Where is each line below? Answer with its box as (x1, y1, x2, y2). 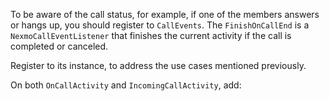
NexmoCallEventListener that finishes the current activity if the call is (10, 30, 292, 41)
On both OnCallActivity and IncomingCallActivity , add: (10, 79, 242, 91)
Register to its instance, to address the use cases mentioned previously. (10, 60, 307, 71)
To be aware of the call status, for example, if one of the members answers (10, 9, 320, 20)
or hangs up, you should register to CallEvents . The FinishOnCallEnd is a (10, 19, 310, 31)
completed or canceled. (10, 40, 109, 52)
